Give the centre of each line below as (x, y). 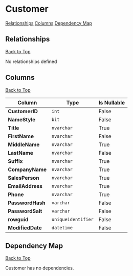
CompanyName (27, 169)
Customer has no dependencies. (40, 268)
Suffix (15, 161)
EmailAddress (25, 186)
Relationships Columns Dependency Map (49, 23)
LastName (20, 153)
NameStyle (22, 119)
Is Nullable (112, 102)
